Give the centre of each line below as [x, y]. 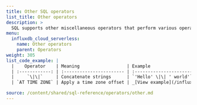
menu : [13, 33]
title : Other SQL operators [40, 11]
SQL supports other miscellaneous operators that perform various [94, 28]
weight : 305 [21, 55]
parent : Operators [39, 50]
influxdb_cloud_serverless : [46, 39]
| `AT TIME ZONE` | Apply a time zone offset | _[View [80, 83]
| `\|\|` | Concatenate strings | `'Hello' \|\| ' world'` [102, 77]
